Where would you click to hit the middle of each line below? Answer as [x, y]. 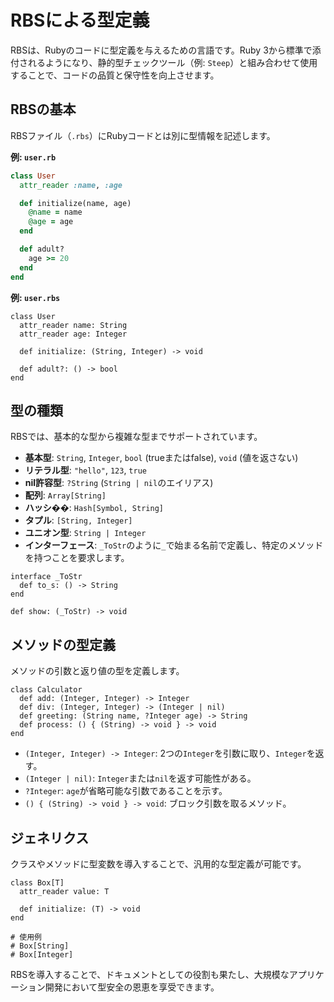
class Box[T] [37, 882]
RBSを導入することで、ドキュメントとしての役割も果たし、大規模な [150, 974]
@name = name [55, 212]
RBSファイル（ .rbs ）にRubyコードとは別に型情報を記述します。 [143, 135]
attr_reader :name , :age [71, 185]
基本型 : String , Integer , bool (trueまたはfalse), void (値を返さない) [161, 458]
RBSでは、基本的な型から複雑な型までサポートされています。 [136, 437]
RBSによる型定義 [80, 20]
